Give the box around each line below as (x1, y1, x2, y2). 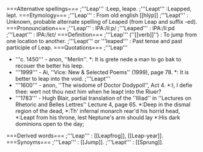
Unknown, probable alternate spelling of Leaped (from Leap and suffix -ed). (6, 18, 197, 25)
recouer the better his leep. (15, 62, 84, 69)
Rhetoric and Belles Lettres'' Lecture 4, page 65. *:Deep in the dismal (15, 101, 191, 108)
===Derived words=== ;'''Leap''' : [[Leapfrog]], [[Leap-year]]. (6, 132, 164, 139)
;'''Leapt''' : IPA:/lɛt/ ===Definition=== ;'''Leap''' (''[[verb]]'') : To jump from (6, 31, 197, 38)
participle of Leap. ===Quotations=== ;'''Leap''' (6, 44, 128, 51)
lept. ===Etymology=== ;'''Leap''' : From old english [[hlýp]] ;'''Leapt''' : (6, 12, 188, 19)
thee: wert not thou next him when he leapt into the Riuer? (15, 88, 162, 95)
